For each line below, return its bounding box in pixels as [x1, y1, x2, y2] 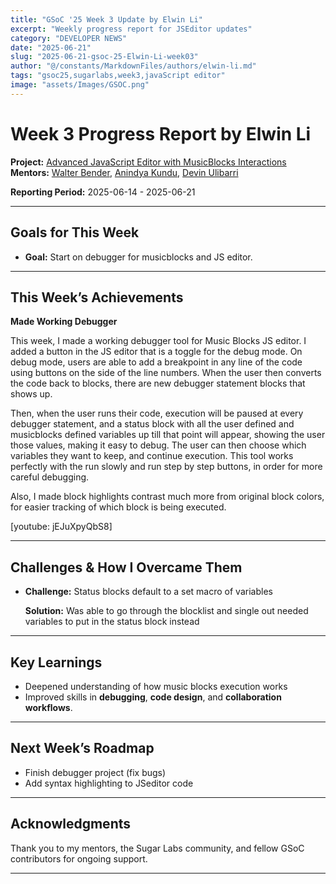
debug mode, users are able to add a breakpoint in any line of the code [10, 356, 303, 368]
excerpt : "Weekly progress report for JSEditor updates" [10, 24, 253, 34]
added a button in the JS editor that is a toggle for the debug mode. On [10, 346, 303, 358]
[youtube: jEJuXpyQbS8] [10, 521, 113, 533]
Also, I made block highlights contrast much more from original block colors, [10, 491, 325, 503]
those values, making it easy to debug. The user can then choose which [10, 439, 307, 451]
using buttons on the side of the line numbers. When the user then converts [10, 367, 322, 379]
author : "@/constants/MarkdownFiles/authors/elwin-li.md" [10, 61, 257, 71]
